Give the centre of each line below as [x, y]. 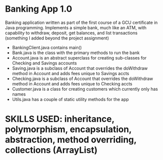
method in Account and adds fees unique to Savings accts [71, 73]
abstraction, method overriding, [71, 140]
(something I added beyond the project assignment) [57, 38]
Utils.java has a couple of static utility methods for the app [70, 99]
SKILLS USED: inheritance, [60, 119]
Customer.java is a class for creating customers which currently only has [85, 89]
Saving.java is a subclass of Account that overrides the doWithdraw [80, 68]
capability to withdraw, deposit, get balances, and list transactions [71, 33]
